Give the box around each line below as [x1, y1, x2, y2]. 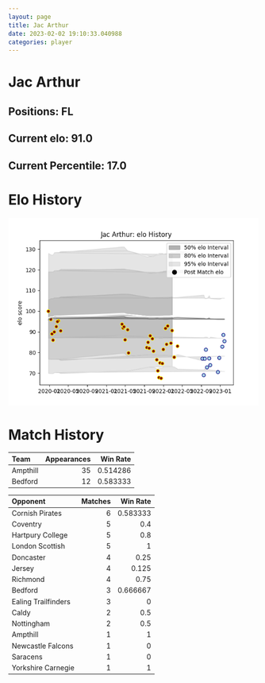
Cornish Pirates [11, 508, 62, 518]
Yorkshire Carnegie [11, 663, 75, 673]
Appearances [44, 454, 91, 464]
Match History [8, 425, 105, 444]
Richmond [11, 575, 45, 584]
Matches [81, 497, 111, 506]
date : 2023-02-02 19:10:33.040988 [8, 29, 123, 37]
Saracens [11, 652, 43, 662]
